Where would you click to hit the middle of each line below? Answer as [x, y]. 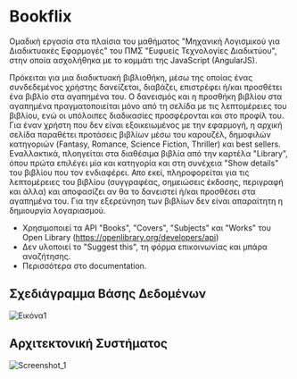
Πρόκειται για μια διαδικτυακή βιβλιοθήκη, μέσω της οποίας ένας [131, 77]
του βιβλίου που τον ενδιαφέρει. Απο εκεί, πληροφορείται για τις [129, 173]
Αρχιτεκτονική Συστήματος [88, 344]
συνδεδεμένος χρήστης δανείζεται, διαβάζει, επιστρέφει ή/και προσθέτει [146, 87]
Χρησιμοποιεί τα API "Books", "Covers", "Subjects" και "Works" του [147, 227]
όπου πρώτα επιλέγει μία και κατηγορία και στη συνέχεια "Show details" [144, 163]
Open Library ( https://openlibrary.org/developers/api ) [120, 237]
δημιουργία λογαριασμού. [58, 210]
